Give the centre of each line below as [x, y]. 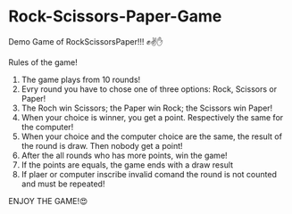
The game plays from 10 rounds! [81, 79]
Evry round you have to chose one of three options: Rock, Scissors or [149, 89]
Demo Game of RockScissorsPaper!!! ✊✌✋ [86, 41]
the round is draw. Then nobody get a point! [102, 145]
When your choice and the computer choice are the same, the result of [152, 136]
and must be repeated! [63, 184]
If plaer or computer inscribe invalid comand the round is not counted [149, 174]
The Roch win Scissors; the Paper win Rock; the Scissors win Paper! [147, 108]
